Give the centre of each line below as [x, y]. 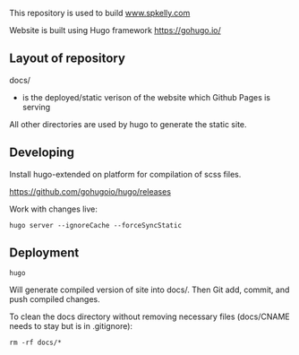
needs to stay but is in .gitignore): [71, 326]
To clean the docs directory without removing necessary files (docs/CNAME [149, 316]
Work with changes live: [54, 209]
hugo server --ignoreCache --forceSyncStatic [95, 225]
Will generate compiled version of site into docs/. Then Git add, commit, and [149, 290]
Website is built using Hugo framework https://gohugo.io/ [115, 30]
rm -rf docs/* [36, 343]
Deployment [44, 253]
